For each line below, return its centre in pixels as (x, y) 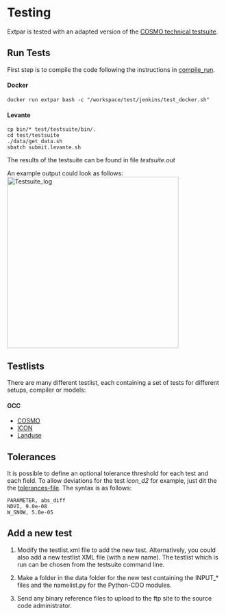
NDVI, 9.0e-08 (27, 506)
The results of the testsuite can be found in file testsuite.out (91, 160)
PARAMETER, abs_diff (37, 500)
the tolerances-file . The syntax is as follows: (70, 488)
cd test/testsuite (33, 136)
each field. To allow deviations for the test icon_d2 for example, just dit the (112, 480)
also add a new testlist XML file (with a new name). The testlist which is (117, 557)
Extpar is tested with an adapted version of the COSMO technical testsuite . (113, 32)
